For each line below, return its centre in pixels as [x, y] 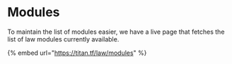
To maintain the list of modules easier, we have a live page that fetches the [116, 32]
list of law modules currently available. [63, 39]
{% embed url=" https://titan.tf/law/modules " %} [77, 53]
